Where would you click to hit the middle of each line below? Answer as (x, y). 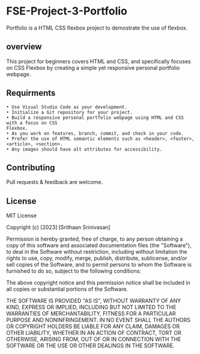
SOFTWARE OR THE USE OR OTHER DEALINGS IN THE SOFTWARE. (90, 346)
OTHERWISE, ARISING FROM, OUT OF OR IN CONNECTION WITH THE (94, 340)
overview (24, 47)
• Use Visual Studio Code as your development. (67, 107)
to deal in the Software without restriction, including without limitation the (97, 252)
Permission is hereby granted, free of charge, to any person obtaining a (95, 239)
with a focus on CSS (32, 123)
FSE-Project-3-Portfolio (67, 11)
